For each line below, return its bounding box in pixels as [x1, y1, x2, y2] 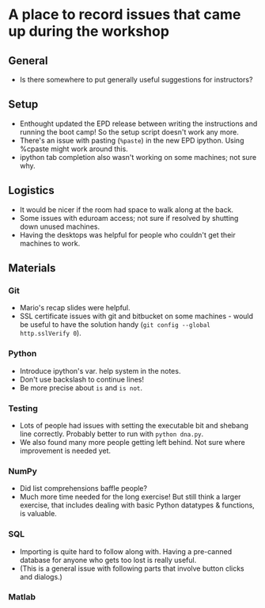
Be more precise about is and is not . [19, 382, 143, 393]
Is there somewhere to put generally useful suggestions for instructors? [19, 75, 253, 84]
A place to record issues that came [8, 6, 241, 24]
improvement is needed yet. [19, 446, 112, 455]
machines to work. [19, 238, 81, 248]
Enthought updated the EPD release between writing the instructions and [19, 119, 258, 128]
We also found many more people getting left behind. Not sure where [19, 437, 245, 446]
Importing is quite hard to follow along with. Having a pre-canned [19, 546, 233, 556]
